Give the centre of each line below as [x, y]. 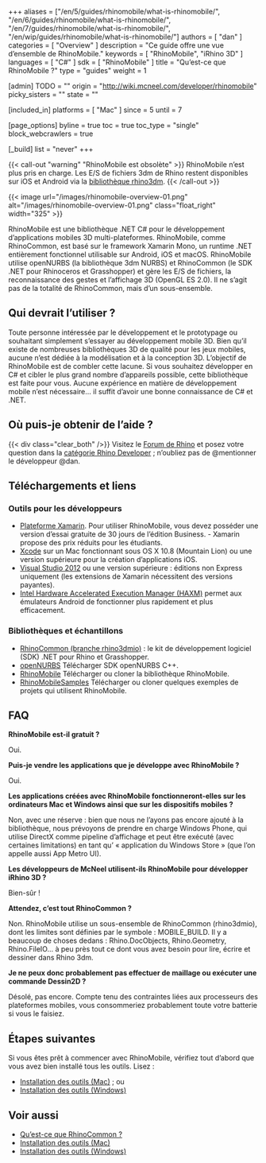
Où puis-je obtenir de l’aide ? [81, 425]
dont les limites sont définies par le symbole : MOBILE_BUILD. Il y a [118, 932]
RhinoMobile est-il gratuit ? [54, 735]
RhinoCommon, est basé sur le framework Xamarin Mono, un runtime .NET [130, 246]
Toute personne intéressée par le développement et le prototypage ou [123, 332]
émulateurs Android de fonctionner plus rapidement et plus [116, 602]
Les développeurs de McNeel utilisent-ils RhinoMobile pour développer [128, 869]
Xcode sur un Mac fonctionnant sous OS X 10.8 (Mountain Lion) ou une [136, 551]
